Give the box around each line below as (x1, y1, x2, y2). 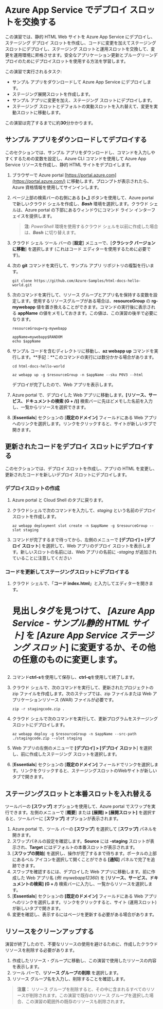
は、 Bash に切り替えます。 (24, 229, 79, 235)
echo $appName (12, 339, 41, 343)
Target (29, 844, 43, 850)
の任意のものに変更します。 (12, 654, 123, 666)
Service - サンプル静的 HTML (12, 618, 130, 629)
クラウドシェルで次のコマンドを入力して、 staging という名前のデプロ (12, 507, 152, 513)
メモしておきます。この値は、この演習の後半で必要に (52, 310, 158, 316)
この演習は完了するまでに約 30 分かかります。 (5, 120, 96, 126)
